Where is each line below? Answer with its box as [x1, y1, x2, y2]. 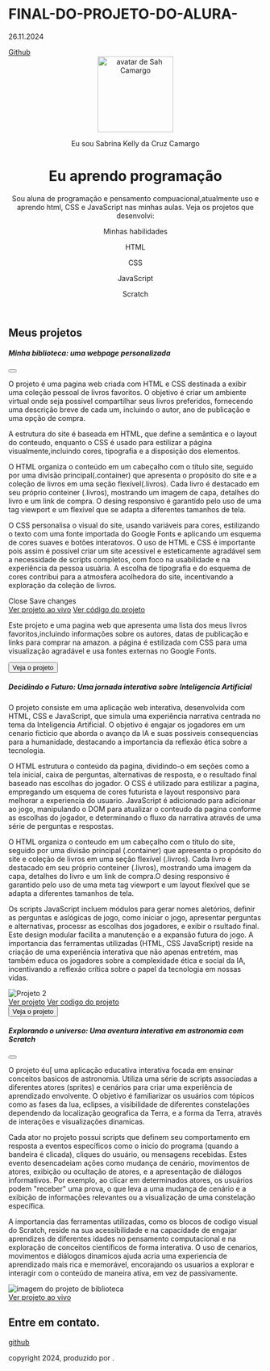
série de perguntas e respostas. [8, 821, 114, 831]
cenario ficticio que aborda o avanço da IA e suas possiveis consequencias [8, 728, 259, 738]
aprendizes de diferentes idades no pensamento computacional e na [8, 1234, 236, 1243]
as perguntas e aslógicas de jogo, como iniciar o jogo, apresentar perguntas [8, 912, 262, 922]
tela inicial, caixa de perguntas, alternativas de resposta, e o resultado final [8, 769, 257, 780]
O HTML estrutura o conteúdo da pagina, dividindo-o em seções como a [8, 761, 250, 771]
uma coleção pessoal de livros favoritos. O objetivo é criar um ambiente [8, 387, 247, 397]
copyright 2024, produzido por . [8, 1352, 115, 1362]
